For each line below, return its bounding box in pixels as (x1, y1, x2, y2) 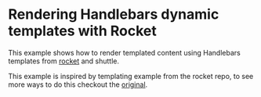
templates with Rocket (8, 22, 157, 40)
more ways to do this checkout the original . (8, 80, 148, 89)
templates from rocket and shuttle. (8, 56, 120, 66)
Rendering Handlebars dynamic (8, 5, 219, 23)
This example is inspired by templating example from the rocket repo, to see (8, 71, 254, 81)
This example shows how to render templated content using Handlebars (8, 48, 241, 57)
